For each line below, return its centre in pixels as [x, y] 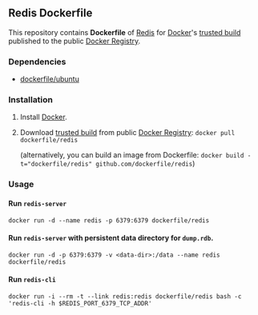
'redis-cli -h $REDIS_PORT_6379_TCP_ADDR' [80, 303]
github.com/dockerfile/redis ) [145, 164]
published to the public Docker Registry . [75, 41]
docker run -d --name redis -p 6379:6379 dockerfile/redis [109, 220]
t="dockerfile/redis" [56, 164]
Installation [31, 100]
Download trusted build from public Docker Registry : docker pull [127, 133]
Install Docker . [43, 117]
